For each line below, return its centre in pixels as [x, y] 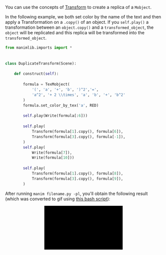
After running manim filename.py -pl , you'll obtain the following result [77, 193]
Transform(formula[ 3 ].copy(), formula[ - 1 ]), [79, 137]
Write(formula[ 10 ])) [53, 158]
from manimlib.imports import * [39, 48]
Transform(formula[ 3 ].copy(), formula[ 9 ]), [77, 178]
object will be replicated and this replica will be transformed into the [75, 33]
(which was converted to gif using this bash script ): [58, 199]
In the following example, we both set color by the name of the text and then [83, 17]
